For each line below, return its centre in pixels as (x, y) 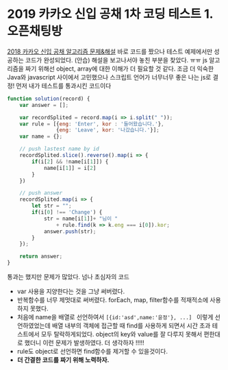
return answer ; (41, 257)
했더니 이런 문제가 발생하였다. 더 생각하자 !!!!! (85, 343)
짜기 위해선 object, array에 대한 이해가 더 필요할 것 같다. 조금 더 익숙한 (119, 69)
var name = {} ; (41, 137)
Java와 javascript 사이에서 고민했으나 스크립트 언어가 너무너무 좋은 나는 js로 (109, 77)
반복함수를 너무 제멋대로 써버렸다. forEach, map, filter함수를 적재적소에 (113, 300)
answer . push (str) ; (70, 231)
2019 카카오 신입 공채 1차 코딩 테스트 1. (110, 14)
